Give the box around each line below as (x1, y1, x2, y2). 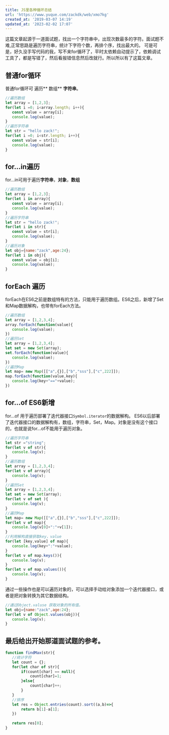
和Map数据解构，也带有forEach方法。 (5, 303, 84, 309)
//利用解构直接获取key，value (5, 534, 62, 540)
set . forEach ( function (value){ (5, 350, 69, 355)
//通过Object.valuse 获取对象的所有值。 (5, 602, 83, 608)
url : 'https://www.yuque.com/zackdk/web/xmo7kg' (5, 12, 109, 17)
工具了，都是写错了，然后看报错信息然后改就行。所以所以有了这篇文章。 (5, 55, 155, 61)
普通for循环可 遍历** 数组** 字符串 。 (5, 85, 81, 91)
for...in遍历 (5, 162, 40, 171)
